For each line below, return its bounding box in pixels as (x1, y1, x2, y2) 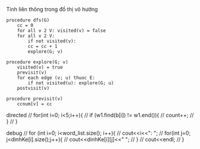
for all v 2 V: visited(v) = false (17, 28, 106, 34)
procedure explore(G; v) (6, 59, 68, 65)
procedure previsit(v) (6, 96, 63, 102)
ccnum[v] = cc (17, 101, 52, 107)
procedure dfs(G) (6, 17, 50, 23)
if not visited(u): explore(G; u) (28, 80, 114, 86)
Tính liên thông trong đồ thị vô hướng (6, 6, 98, 13)
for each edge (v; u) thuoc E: (17, 75, 95, 81)
